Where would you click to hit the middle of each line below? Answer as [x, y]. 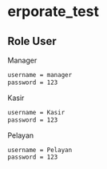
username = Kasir [36, 112]
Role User [32, 41]
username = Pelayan [40, 150]
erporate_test [53, 12]
